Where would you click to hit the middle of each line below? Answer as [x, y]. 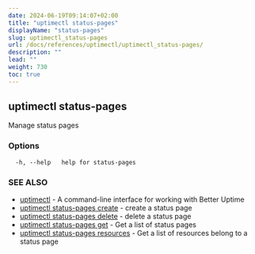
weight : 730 [28, 67]
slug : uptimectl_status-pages [58, 38]
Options [24, 146]
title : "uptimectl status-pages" [63, 23]
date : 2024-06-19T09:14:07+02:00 [63, 15]
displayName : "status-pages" [56, 30]
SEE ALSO [28, 182]
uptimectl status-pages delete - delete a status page [105, 216]
